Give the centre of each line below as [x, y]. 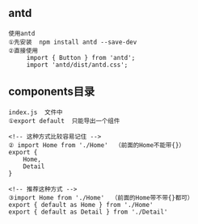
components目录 [52, 92]
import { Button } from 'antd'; [81, 57]
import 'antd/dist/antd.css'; [77, 65]
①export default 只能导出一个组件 [64, 120]
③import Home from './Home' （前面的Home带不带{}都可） [101, 197]
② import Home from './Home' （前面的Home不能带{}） [97, 145]
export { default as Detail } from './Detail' [88, 212]
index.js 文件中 [36, 112]
